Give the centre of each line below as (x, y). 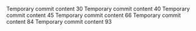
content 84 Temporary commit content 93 (59, 22)
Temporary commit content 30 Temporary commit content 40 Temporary (98, 9)
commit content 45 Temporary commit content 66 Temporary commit (94, 15)
